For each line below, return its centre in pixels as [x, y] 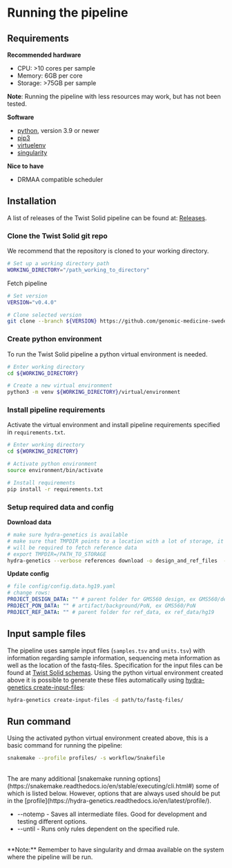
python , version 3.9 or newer [58, 130]
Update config [28, 574]
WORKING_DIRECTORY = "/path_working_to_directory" [78, 270]
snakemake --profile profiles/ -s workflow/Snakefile [86, 758]
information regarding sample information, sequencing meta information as [114, 658]
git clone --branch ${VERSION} [52, 321]
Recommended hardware [44, 55]
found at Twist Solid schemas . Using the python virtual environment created [115, 672]
